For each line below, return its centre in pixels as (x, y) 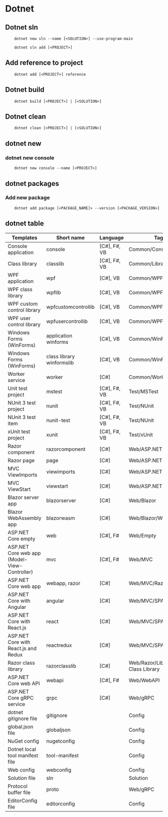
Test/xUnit (141, 435)
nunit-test (58, 420)
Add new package (27, 197)
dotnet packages (32, 183)
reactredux (59, 645)
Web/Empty (142, 535)
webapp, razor (63, 583)
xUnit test (19, 432)
